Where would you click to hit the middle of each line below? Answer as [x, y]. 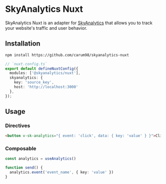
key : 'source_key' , [34, 83]
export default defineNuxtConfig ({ [42, 69]
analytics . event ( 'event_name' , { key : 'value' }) [62, 172]
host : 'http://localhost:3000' [46, 87]
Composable [21, 148]
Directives [18, 126]
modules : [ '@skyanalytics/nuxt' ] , [45, 73]
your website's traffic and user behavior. [46, 28]
